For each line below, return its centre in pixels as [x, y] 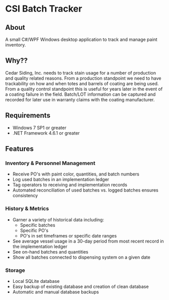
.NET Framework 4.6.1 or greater [46, 133]
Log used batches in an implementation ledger [61, 179]
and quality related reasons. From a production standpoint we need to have [83, 78]
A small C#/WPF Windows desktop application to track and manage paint [81, 39]
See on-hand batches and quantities [50, 252]
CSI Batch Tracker [44, 9]
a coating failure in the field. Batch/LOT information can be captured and [80, 94]
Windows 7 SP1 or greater [39, 128]
